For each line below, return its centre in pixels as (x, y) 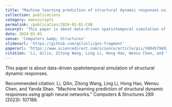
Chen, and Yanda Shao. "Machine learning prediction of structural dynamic (84, 88)
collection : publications (33, 15)
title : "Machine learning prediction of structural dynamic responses (82, 10)
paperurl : (16, 48)
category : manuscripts (29, 20)
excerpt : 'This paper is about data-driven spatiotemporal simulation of (86, 29)
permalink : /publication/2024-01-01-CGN (49, 24)
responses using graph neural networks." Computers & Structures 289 (80, 94)
